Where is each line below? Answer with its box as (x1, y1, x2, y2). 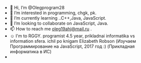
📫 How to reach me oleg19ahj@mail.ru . (9, 26, 92, 31)
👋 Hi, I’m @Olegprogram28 (9, 5, 65, 10)
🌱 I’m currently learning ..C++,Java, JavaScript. (9, 15, 106, 21)
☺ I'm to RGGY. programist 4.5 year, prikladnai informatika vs (9, 33, 135, 39)
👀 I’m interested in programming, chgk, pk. (9, 10, 97, 16)
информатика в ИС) (9, 49, 52, 54)
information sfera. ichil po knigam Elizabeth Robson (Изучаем (9, 38, 136, 44)
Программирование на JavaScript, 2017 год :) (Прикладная (9, 43, 135, 49)
